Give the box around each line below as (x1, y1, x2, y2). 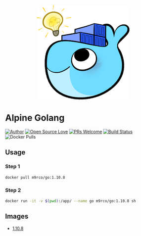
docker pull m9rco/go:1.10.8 (5, 175, 65, 180)
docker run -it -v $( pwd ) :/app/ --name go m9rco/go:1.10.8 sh (5, 198, 136, 203)
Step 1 (5, 163, 20, 170)
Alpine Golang (5, 112, 65, 124)
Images (5, 212, 29, 221)
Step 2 (5, 187, 21, 193)
